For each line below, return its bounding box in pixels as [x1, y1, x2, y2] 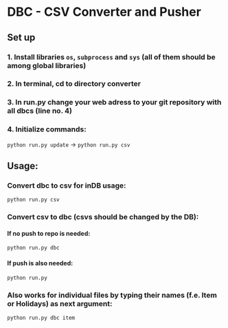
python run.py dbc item [7, 314, 76, 321]
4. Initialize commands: [7, 124, 87, 134]
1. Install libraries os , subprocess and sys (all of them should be [7, 52, 216, 62]
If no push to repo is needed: [7, 229, 91, 237]
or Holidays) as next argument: [7, 298, 113, 308]
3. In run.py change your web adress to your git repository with [7, 98, 222, 107]
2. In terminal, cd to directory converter [7, 79, 141, 89]
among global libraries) [7, 61, 87, 70]
